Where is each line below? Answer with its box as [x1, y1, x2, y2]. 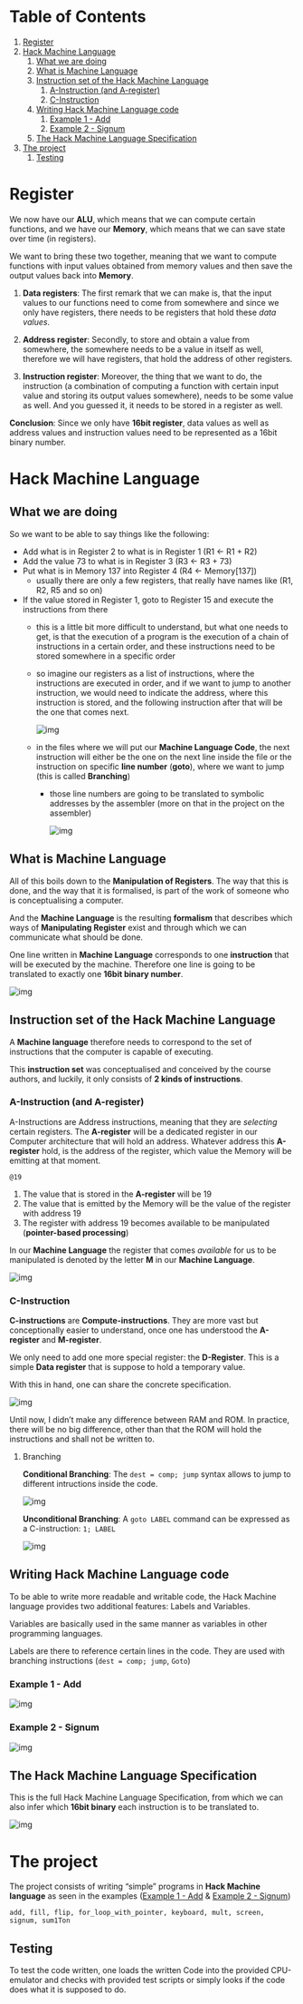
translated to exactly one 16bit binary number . [9, 968, 184, 979]
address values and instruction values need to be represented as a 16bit [9, 426, 278, 437]
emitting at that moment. [9, 1155, 101, 1166]
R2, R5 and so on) [35, 584, 103, 595]
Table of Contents [9, 6, 147, 27]
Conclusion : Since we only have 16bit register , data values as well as [9, 417, 270, 428]
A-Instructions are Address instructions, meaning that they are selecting [9, 1116, 278, 1127]
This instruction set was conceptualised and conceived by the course [9, 1063, 271, 1074]
